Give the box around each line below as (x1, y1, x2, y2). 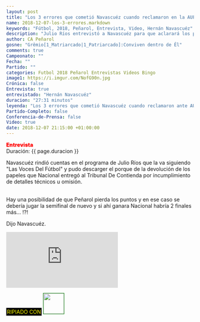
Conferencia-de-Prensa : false (6, 114, 82, 120)
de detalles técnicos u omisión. (6, 178, 82, 185)
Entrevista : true (6, 86, 49, 92)
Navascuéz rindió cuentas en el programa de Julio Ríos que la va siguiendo (6, 159, 191, 166)
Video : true (6, 120, 36, 126)
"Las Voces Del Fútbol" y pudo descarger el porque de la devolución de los (6, 165, 190, 173)
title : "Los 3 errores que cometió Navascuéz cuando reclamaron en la (6, 14, 185, 20)
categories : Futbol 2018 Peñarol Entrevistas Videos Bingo (6, 70, 156, 76)
